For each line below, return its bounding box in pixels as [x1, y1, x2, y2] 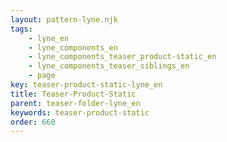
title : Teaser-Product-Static [10, 89, 137, 99]
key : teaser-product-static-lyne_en [10, 80, 163, 90]
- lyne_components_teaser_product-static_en [28, 52, 217, 62]
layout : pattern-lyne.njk [10, 14, 118, 25]
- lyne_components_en [28, 42, 118, 53]
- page [28, 71, 56, 81]
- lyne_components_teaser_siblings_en [28, 61, 190, 71]
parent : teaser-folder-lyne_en [10, 98, 141, 108]
